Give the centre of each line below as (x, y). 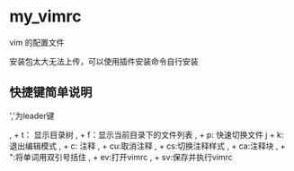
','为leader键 (32, 115)
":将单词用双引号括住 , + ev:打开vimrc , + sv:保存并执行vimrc (121, 157)
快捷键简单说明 (51, 93)
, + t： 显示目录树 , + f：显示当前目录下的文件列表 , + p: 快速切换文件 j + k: (147, 134)
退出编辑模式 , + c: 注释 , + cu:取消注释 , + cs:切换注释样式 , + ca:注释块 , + (147, 146)
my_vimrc (45, 17)
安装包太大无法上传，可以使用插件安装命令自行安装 (104, 61)
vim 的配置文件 (37, 42)
